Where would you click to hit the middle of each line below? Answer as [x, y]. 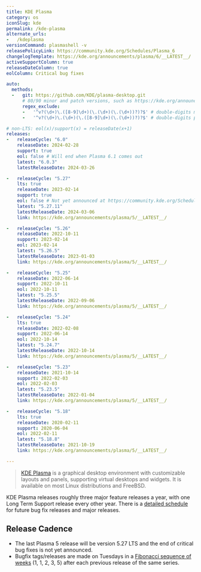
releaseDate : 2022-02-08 [48, 328]
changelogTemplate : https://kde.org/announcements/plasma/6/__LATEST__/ [99, 56]
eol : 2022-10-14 [37, 339]
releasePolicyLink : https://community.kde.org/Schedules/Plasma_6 [91, 51]
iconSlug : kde [24, 23]
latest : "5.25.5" [39, 295]
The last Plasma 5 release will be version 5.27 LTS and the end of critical [104, 543]
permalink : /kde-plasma [36, 29]
